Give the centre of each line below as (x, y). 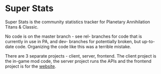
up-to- (148, 41)
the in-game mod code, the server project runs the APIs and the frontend (78, 61)
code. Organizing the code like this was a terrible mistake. (73, 46)
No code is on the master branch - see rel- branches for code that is (73, 36)
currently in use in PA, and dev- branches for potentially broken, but (73, 41)
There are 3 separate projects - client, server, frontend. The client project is (81, 56)
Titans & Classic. (22, 27)
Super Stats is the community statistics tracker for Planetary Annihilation (78, 22)
